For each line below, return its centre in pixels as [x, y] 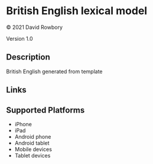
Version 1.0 [19, 38]
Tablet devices [32, 155]
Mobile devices [33, 149]
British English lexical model [77, 11]
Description [28, 57]
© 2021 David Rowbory [35, 27]
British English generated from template [54, 71]
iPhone [23, 124]
